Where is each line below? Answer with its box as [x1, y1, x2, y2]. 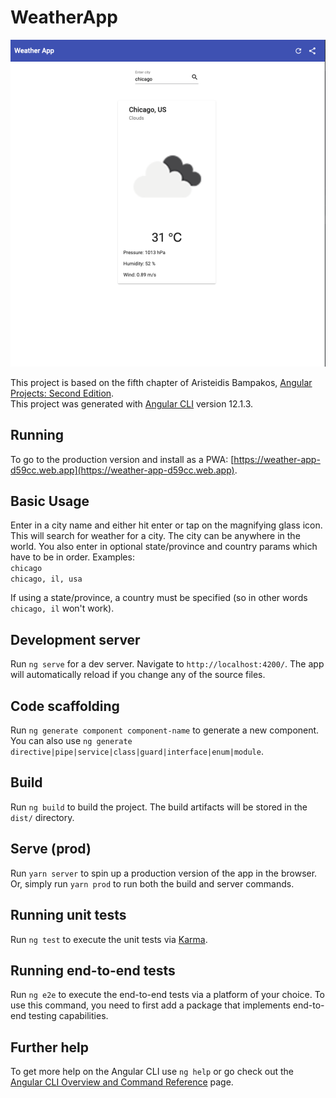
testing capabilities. [28, 1010, 109, 1022]
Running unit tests [10, 907, 127, 924]
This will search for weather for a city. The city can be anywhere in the [10, 530, 301, 542]
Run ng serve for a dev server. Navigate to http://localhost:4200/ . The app [10, 658, 325, 670]
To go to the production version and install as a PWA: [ [10, 453, 235, 465]
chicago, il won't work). [10, 602, 115, 615]
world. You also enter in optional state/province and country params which [10, 541, 318, 553]
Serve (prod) [10, 841, 92, 858]
